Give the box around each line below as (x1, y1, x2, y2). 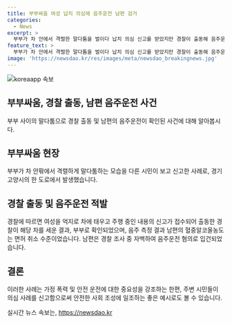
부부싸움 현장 (7, 147, 60, 159)
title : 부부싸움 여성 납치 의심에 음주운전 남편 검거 (7, 10, 137, 17)
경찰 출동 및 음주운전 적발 (7, 197, 108, 209)
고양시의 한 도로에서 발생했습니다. (7, 175, 98, 184)
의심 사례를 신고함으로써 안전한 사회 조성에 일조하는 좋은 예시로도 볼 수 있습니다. (7, 294, 223, 302)
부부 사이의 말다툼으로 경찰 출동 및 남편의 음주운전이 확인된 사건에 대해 (7, 117, 197, 125)
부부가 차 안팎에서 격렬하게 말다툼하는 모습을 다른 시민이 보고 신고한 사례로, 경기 (7, 167, 223, 175)
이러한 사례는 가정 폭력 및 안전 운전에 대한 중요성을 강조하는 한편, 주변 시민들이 (7, 285, 219, 293)
